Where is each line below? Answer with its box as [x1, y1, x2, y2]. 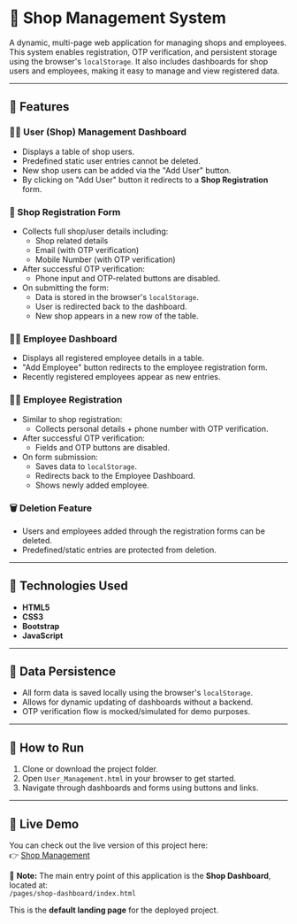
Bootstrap [21, 620, 60, 631]
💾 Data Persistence [9, 664, 117, 680]
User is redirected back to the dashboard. [34, 301, 187, 312]
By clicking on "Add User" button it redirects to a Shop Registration [21, 174, 269, 185]
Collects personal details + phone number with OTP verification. [34, 423, 269, 434]
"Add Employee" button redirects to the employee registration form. [21, 362, 268, 373]
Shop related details [34, 235, 109, 246]
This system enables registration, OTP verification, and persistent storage [9, 46, 278, 57]
